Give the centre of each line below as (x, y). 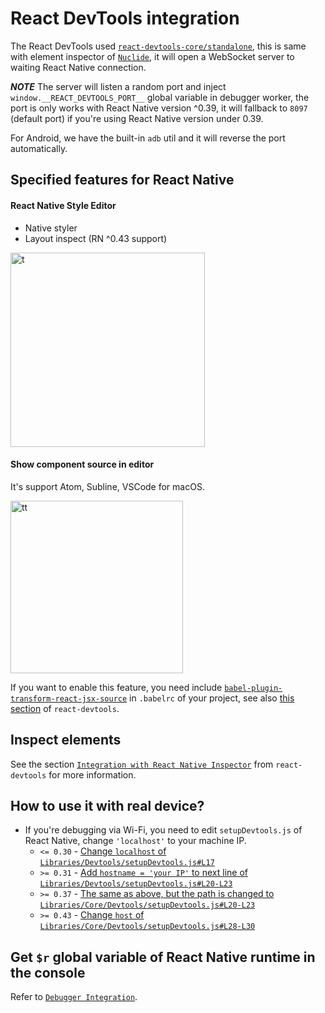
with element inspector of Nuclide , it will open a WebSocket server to (152, 56)
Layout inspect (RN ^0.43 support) (96, 238)
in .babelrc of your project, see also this (212, 698)
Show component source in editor (82, 464)
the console (48, 972)
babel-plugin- (253, 688)
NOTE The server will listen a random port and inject (118, 86)
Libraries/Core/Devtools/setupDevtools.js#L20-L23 (147, 905)
